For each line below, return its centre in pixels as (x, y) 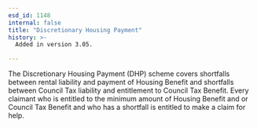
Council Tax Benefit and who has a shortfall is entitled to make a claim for (127, 108)
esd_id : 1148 (29, 15)
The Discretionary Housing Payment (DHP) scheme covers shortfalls (119, 74)
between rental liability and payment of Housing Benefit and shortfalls (121, 82)
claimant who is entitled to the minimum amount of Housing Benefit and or (128, 99)
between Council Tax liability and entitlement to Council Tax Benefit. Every (128, 90)
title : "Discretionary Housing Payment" (75, 30)
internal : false (35, 23)
